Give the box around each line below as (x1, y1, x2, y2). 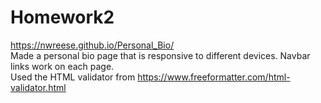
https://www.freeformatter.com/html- (137, 71, 291, 83)
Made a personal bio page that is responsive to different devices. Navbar (10, 49, 311, 61)
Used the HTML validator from (10, 71, 136, 83)
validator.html (10, 81, 67, 93)
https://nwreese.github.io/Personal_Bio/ (10, 39, 175, 51)
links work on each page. (10, 60, 115, 72)
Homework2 (10, 6, 115, 29)
